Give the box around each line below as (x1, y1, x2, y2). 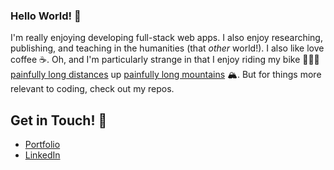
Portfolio (24, 139, 61, 151)
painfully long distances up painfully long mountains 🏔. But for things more (10, 69, 322, 81)
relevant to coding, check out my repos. (10, 83, 175, 95)
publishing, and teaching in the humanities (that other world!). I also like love (10, 42, 325, 54)
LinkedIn (24, 149, 61, 161)
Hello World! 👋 (10, 9, 82, 23)
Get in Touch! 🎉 (10, 112, 108, 129)
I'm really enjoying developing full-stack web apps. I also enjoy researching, (10, 32, 323, 44)
